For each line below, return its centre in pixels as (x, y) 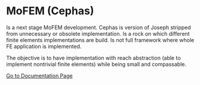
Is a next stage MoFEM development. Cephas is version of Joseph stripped (99, 27)
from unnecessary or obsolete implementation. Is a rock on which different (98, 33)
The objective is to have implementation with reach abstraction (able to (93, 58)
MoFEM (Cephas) (50, 11)
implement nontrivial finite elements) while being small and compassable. (96, 64)
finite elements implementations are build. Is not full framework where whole (100, 40)
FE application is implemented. (44, 46)
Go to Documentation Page (39, 75)
